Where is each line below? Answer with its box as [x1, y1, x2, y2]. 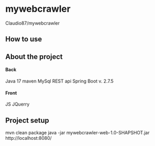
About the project [5, 52, 63, 61]
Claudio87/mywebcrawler [5, 20, 60, 26]
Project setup [5, 116, 50, 124]
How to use [5, 35, 42, 44]
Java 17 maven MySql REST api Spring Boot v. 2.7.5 [5, 78, 114, 84]
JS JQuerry [5, 101, 30, 108]
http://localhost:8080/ [5, 135, 52, 141]
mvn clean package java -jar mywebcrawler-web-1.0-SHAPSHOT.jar [5, 129, 150, 136]
